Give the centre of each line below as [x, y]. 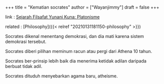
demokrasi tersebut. [26, 41]
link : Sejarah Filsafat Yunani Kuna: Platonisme [52, 17]
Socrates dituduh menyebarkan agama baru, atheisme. [62, 76]
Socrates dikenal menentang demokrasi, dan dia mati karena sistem [75, 36]
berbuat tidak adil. [24, 66]
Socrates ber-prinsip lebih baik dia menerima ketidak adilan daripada [76, 61]
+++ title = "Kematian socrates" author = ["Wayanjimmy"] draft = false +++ [82, 7]
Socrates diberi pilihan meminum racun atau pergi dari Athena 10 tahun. [79, 51]
